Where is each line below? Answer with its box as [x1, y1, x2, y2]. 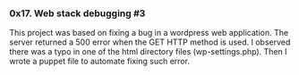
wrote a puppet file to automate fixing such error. [9, 56, 191, 67]
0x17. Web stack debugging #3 [9, 7, 146, 20]
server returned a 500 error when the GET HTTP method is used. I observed [9, 37, 291, 47]
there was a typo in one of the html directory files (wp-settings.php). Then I [9, 46, 288, 57]
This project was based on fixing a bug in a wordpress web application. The [9, 28, 289, 38]
